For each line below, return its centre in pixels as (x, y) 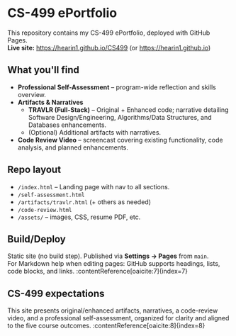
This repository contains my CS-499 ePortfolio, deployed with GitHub (109, 33)
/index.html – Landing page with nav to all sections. (94, 186)
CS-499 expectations (56, 293)
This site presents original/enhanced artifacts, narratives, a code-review (113, 310)
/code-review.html (45, 210)
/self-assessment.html (51, 195)
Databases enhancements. (67, 125)
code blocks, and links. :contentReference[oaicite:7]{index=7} (98, 271)
